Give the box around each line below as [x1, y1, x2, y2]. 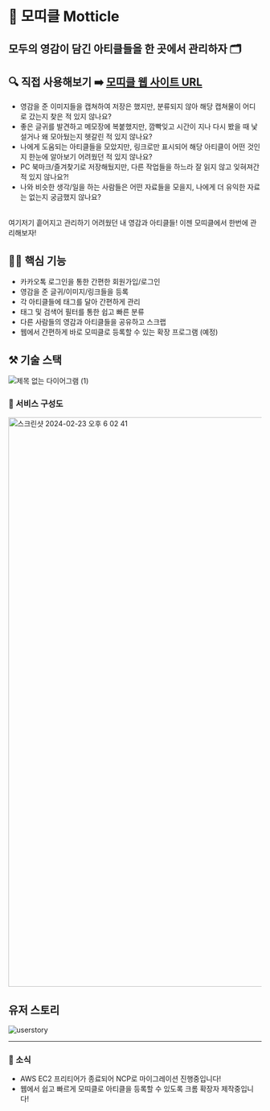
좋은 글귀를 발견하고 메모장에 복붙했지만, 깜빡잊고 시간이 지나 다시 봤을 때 [19, 122, 250, 131]
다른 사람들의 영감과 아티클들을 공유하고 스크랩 [19, 317, 166, 327]
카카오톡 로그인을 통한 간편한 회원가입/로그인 [19, 277, 161, 287]
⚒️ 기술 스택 [8, 353, 63, 367]
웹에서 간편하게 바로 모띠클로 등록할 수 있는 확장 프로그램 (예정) [19, 327, 219, 337]
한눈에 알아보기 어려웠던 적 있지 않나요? [28, 152, 153, 162]
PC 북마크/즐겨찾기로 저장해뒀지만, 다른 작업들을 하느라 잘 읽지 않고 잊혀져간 [19, 162, 260, 172]
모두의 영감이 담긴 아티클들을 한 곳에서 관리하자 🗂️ [8, 42, 242, 56]
